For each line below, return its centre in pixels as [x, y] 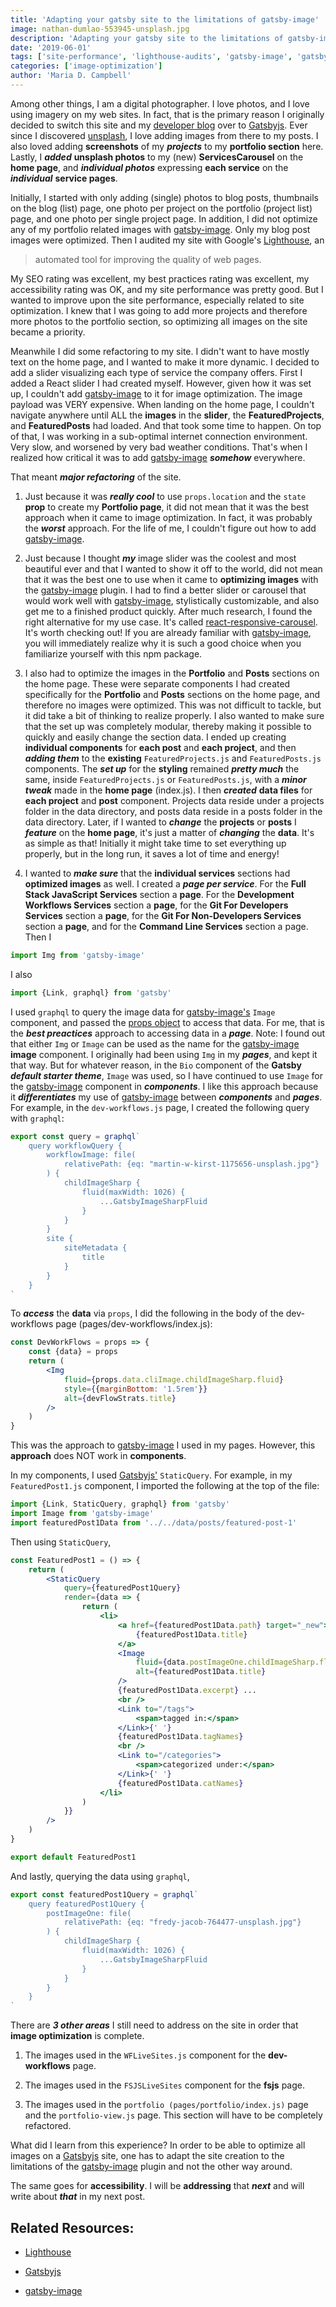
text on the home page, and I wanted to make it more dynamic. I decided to [165, 362]
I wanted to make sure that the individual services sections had [157, 873]
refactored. [48, 2126]
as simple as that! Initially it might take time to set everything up [155, 843]
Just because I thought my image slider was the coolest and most [160, 558]
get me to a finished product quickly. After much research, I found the [168, 611]
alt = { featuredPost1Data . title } [201, 1672]
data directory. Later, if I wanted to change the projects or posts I [160, 822]
